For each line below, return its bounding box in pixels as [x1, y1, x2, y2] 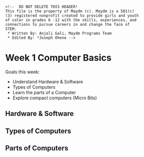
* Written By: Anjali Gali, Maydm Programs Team [7, 31, 112, 36]
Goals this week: [5, 68, 40, 75]
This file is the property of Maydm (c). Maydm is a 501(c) [5, 9, 135, 14]
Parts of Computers [5, 144, 69, 152]
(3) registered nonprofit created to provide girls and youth [5, 13, 139, 18]
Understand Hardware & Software [12, 78, 83, 85]
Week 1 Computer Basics [5, 52, 112, 64]
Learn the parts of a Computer [12, 89, 76, 95]
